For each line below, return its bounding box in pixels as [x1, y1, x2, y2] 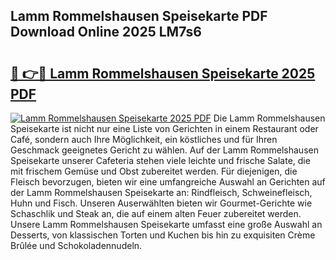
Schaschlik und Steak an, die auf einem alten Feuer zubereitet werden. [10, 208, 302, 219]
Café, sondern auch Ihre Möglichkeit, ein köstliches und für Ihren [10, 134, 278, 145]
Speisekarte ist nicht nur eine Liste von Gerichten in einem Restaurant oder [10, 123, 319, 134]
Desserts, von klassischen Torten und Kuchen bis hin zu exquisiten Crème [10, 229, 316, 241]
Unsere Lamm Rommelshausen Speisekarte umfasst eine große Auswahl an [10, 219, 323, 230]
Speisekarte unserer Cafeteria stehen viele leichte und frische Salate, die [10, 155, 311, 166]
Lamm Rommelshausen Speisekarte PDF [10, 8, 268, 25]
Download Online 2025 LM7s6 [10, 24, 202, 41]
